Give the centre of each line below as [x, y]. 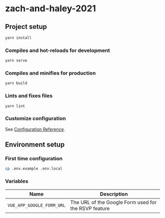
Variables [17, 181]
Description [114, 194]
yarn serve [16, 61]
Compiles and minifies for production [50, 73]
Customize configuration [36, 119]
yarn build [16, 83]
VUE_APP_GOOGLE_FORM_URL [37, 205]
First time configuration [34, 158]
